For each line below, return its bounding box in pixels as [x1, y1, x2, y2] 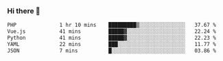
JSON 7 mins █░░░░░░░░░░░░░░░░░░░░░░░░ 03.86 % [7, 47, 216, 54]
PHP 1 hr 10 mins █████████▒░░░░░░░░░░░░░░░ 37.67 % [7, 22, 216, 29]
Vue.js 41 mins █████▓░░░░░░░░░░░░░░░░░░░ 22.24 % [7, 28, 216, 35]
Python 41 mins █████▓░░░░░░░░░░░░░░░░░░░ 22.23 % [7, 34, 216, 42]
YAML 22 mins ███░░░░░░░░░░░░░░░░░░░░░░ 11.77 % [7, 40, 216, 47]
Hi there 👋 [7, 6, 41, 16]
